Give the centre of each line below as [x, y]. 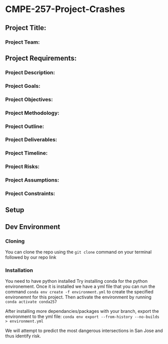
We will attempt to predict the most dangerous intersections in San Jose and [84, 331]
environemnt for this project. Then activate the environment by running [78, 297]
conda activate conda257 [31, 302]
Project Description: [30, 72]
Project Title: [26, 28]
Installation [19, 270]
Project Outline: [25, 126]
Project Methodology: [32, 113]
